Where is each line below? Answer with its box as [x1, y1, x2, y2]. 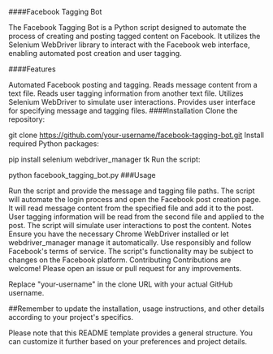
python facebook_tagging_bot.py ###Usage [8, 171, 156, 179]
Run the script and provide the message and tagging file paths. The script [8, 186, 255, 196]
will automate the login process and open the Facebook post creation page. [8, 195, 262, 204]
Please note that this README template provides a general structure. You [8, 328, 253, 338]
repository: [8, 114, 45, 124]
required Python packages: [8, 139, 99, 149]
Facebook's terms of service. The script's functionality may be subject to [8, 247, 253, 256]
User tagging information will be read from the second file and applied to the [8, 212, 265, 222]
